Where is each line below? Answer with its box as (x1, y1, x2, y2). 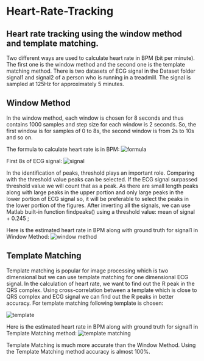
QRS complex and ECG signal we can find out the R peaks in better (6, 293, 174, 300)
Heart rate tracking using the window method (6, 29, 183, 39)
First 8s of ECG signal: (6, 157, 63, 164)
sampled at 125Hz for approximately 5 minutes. (6, 81, 125, 87)
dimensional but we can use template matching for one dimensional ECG (6, 273, 189, 280)
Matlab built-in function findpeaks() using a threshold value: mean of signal (6, 208, 195, 215)
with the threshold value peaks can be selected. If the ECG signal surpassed (6, 175, 198, 183)
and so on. (6, 133, 33, 141)
